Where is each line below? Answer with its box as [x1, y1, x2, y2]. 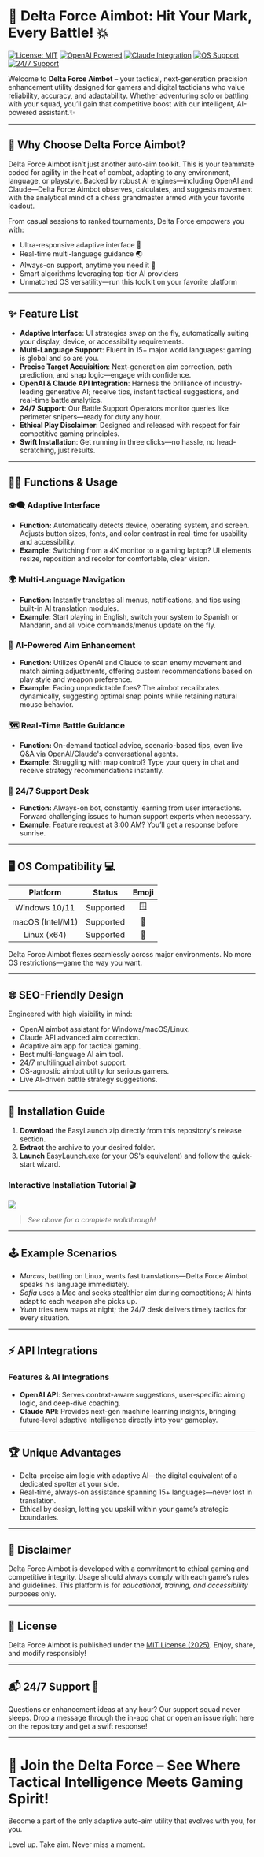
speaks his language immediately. [19, 1279, 130, 1289]
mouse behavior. [19, 699, 74, 709]
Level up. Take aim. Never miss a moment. [8, 1840, 145, 1849]
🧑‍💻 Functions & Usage [8, 475, 118, 489]
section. [19, 1134, 46, 1144]
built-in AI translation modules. [19, 603, 119, 613]
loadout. [8, 201, 35, 210]
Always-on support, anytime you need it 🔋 [19, 260, 156, 270]
